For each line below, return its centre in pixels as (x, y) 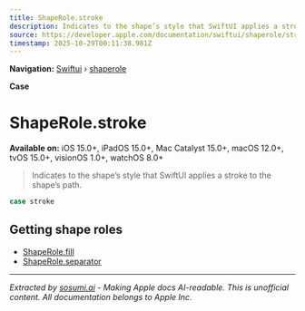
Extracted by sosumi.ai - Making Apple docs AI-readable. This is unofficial (149, 287)
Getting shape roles (66, 230)
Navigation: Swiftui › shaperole (68, 69)
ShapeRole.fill (48, 251)
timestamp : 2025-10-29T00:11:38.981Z (81, 43)
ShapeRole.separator (62, 261)
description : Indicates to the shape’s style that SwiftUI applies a (144, 26)
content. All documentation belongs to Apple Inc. (101, 296)
